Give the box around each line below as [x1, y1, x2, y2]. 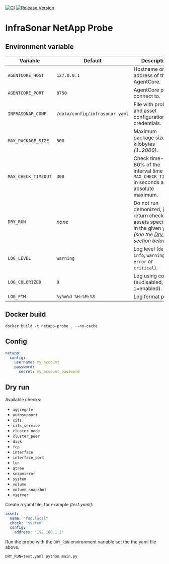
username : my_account [14, 360, 59, 365]
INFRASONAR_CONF [8, 111, 47, 117]
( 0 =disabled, [133, 279, 163, 286]
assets [133, 219, 149, 225]
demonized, [133, 206, 162, 213]
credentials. [133, 120, 161, 127]
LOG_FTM [8, 294, 26, 299]
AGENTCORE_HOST [8, 73, 44, 78]
